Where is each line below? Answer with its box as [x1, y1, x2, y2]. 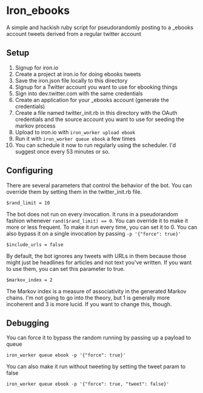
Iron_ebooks [6, 4, 70, 18]
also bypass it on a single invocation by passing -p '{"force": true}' [6, 230, 181, 237]
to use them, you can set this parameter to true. [6, 265, 125, 272]
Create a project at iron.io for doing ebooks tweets [15, 70, 141, 78]
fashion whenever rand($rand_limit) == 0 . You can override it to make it [6, 217, 188, 224]
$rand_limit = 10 [6, 200, 50, 206]
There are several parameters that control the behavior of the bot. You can [6, 182, 192, 189]
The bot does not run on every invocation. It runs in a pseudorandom [6, 210, 178, 217]
